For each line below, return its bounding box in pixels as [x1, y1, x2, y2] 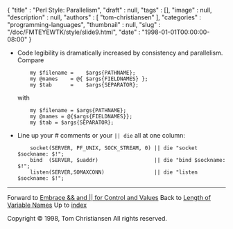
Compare [17, 56, 44, 64]
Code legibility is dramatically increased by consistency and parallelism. [17, 48, 223, 57]
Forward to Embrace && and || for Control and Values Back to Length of [7, 194, 212, 201]
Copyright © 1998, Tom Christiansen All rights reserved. [7, 214, 168, 222]
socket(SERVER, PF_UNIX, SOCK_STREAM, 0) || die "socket [30, 145, 198, 152]
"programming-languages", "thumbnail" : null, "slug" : [7, 21, 161, 28]
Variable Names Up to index [7, 201, 87, 209]
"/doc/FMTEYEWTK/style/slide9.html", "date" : [7, 28, 141, 36]
